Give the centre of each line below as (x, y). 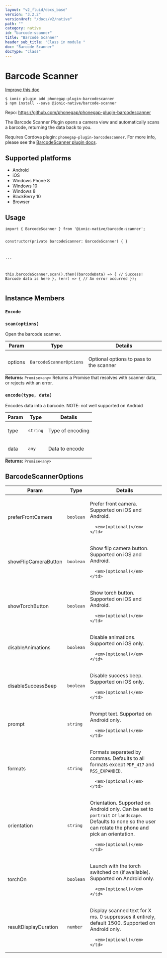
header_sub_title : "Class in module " (45, 42)
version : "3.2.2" (23, 14)
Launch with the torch (115, 866)
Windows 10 (25, 186)
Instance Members (35, 299)
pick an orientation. (112, 834)
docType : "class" (23, 51)
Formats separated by (116, 752)
